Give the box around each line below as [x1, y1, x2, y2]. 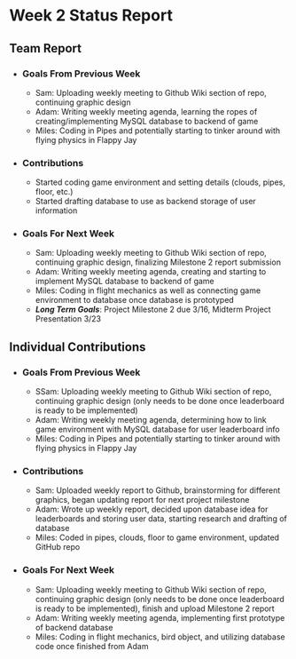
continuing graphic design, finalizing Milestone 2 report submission [35, 257, 282, 267]
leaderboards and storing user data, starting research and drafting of [35, 513, 288, 524]
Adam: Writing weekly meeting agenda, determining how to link [35, 415, 268, 425]
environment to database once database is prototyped [35, 295, 235, 306]
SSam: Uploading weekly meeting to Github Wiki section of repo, [35, 386, 272, 397]
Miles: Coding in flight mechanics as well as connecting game [35, 285, 261, 296]
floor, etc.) [35, 187, 74, 197]
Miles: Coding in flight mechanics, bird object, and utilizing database [35, 631, 285, 642]
